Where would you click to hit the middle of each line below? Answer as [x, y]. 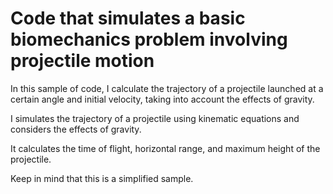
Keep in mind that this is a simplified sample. [102, 178]
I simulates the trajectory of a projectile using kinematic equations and [155, 118]
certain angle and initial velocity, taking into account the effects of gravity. [162, 99]
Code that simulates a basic [128, 18]
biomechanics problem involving [149, 39]
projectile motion [82, 61]
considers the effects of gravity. [76, 129]
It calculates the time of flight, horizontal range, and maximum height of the [165, 148]
